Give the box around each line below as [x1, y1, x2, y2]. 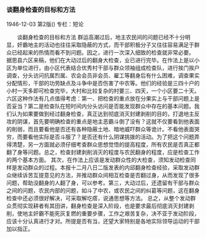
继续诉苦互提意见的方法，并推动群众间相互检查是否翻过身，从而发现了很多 [11, 172, 200, 179]
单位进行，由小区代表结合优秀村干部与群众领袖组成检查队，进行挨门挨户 [17, 64, 200, 72]
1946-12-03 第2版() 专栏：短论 [6, 20, 84, 28]
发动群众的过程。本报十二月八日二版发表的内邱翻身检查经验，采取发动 [17, 164, 194, 171]
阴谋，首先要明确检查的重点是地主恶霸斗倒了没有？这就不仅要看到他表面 [17, 118, 200, 125]
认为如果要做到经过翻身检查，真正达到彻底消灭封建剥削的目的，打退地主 [11, 110, 194, 118]
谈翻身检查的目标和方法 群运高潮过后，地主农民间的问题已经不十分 [17, 34, 185, 41]
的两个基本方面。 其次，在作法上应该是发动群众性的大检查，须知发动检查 [6, 156, 191, 164]
